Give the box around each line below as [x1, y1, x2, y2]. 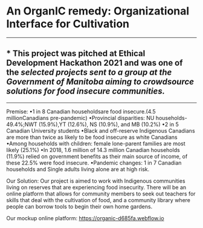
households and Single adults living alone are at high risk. [6, 165, 150, 173]
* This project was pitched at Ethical [6, 48, 146, 59]
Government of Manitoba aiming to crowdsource [6, 77, 195, 87]
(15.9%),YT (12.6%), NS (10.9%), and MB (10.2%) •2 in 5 [38, 121, 179, 128]
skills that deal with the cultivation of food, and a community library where [6, 196, 191, 203]
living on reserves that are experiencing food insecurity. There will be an [6, 183, 187, 191]
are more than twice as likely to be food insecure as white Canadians [6, 133, 178, 141]
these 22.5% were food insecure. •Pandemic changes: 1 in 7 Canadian [6, 159, 182, 166]
